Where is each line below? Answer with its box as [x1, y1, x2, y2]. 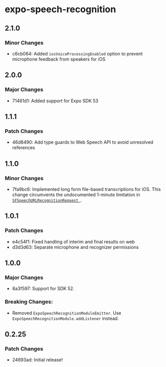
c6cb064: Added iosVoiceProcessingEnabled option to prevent [12, 50, 143, 57]
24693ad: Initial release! [12, 357, 63, 363]
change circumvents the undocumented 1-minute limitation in [12, 191, 141, 197]
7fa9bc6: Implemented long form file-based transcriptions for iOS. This [12, 186, 161, 192]
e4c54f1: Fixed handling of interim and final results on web [12, 238, 135, 245]
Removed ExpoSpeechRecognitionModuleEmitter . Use [12, 309, 121, 316]
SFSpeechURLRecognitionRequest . [12, 197, 82, 203]
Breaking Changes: [5, 298, 53, 305]
